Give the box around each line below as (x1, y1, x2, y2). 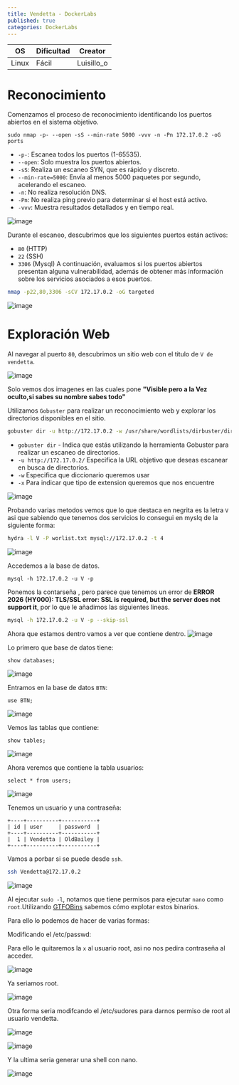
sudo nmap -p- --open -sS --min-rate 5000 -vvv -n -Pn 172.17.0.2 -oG (7, 132, 221, 139)
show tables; (7, 737, 46, 744)
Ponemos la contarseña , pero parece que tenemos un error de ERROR (7, 588, 215, 596)
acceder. (7, 951, 33, 960)
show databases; (7, 657, 55, 664)
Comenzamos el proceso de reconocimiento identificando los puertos (7, 110, 212, 119)
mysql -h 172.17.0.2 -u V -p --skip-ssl (7, 616, 129, 623)
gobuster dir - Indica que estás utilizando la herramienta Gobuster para (17, 440, 229, 449)
